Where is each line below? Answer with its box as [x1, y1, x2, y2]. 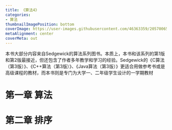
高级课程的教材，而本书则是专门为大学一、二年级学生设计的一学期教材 [5, 69, 154, 75]
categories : [5, 12, 31, 17]
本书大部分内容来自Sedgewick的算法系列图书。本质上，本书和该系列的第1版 [5, 50, 165, 57]
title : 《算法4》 [5, 7, 39, 13]
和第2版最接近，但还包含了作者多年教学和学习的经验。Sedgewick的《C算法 [5, 57, 165, 63]
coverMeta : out [5, 36, 38, 41]
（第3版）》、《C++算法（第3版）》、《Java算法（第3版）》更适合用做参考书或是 [5, 63, 165, 69]
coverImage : [5, 27, 31, 32]
